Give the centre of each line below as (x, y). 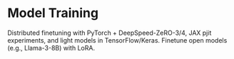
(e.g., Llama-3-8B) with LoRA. (51, 48)
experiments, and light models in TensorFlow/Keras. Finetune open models (117, 40)
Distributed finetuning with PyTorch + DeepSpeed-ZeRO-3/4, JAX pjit (110, 33)
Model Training (53, 13)
